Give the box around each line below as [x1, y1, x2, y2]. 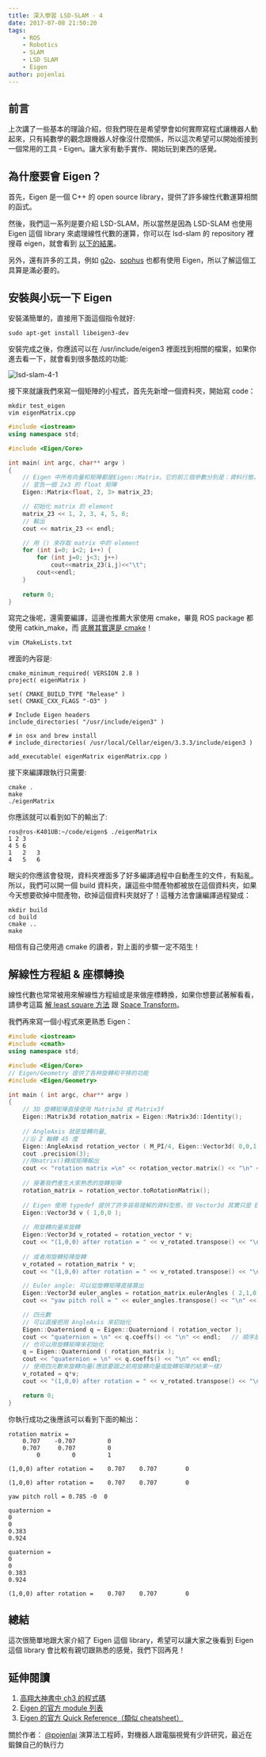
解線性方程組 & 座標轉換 [8, 968, 125, 981]
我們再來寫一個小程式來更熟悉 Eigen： [8, 1017, 133, 1026]
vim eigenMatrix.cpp [8, 409, 77, 417]
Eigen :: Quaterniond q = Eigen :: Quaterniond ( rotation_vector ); [22, 1325, 243, 1334]
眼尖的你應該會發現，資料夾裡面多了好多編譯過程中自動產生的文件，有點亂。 [8, 871, 258, 880]
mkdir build [8, 907, 47, 915]
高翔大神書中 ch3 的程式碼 [19, 1694, 106, 1703]
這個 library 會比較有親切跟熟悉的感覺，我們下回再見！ [8, 1645, 186, 1655]
